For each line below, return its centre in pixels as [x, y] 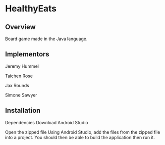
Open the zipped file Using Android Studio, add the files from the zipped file [82, 132]
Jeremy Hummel [22, 66]
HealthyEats [31, 9]
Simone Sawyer [21, 95]
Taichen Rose [19, 76]
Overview [21, 27]
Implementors [27, 54]
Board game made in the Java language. [46, 39]
